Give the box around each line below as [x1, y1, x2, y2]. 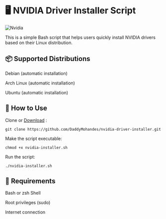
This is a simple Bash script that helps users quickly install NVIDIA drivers [5, 34, 156, 40]
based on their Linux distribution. [5, 39, 73, 46]
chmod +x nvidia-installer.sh [5, 145, 68, 150]
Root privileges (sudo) [5, 200, 51, 206]
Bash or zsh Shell [5, 190, 41, 196]
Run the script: [5, 153, 35, 160]
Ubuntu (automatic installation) [5, 89, 69, 95]
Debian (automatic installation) [5, 70, 68, 76]
